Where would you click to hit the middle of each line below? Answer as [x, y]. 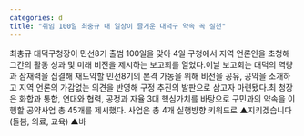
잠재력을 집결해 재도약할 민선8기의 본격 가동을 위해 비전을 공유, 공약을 [142, 76]
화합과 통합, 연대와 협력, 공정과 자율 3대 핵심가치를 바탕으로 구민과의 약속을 [152, 98]
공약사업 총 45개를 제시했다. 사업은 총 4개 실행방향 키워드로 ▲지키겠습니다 [159, 110]
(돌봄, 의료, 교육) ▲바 [48, 121]
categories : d [36, 18]
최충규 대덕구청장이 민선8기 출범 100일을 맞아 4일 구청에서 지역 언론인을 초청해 [150, 53]
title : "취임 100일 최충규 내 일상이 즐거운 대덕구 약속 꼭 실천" [118, 26]
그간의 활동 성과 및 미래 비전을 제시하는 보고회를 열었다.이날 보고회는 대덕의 [143, 64]
